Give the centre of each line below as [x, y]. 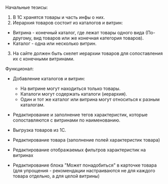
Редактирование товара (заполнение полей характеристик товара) [86, 140]
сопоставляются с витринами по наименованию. [67, 120]
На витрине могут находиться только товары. [70, 88]
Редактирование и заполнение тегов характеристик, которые [80, 115]
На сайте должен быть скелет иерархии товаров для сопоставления [88, 53]
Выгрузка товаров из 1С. [39, 130]
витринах [23, 155]
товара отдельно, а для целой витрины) [56, 176]
